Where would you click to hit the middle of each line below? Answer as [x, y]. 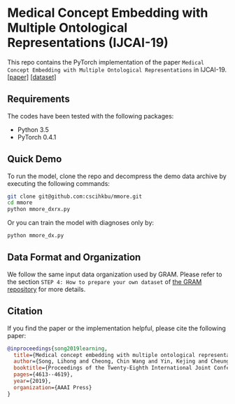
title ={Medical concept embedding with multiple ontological [105, 355]
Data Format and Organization [74, 257]
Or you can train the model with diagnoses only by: [81, 223]
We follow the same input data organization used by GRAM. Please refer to [115, 274]
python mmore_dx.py [36, 236]
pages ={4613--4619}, [43, 375]
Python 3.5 [33, 129]
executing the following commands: [59, 183]
